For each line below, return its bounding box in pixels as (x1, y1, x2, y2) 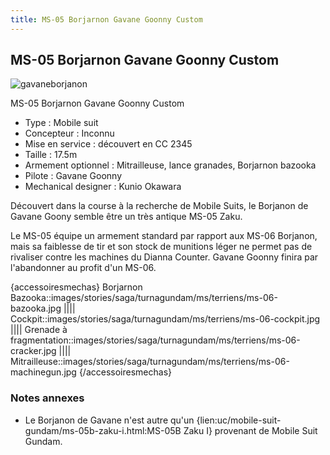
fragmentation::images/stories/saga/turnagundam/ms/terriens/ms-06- (10, 334, 301, 346)
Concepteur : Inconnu (24, 127, 115, 140)
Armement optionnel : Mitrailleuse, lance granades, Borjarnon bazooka (24, 159, 317, 171)
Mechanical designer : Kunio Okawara (24, 181, 182, 193)
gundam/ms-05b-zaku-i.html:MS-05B (24, 424, 182, 436)
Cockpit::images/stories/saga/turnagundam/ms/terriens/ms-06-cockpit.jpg (10, 313, 321, 325)
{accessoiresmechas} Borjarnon (10, 281, 143, 293)
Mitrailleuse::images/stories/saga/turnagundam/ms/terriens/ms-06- (10, 356, 290, 368)
